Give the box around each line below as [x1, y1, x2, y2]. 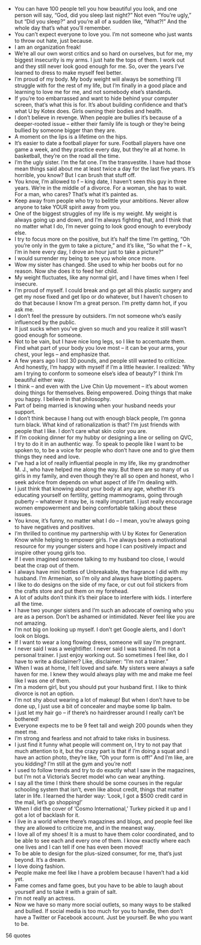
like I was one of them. [14, 677, 70, 684]
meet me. [14, 728, 39, 735]
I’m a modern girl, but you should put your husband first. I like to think [14, 684, 187, 690]
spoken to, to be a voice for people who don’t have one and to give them [14, 447, 195, 454]
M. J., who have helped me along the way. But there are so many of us [14, 466, 189, 473]
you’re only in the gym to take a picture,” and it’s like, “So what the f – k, [14, 242, 192, 249]
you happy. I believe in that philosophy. [14, 396, 111, 402]
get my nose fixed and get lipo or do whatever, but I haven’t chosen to [14, 293, 188, 300]
